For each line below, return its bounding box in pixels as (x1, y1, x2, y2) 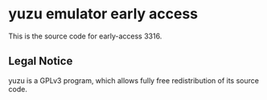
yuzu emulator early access (8, 5, 199, 23)
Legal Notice (8, 54, 73, 68)
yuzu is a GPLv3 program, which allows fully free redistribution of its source (8, 75, 260, 85)
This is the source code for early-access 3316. (8, 31, 162, 41)
